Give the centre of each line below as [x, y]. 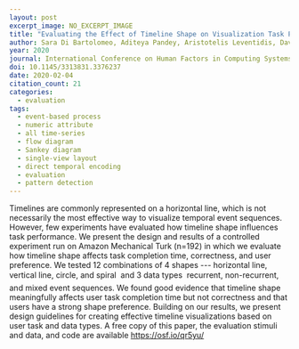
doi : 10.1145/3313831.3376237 [65, 68]
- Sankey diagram [49, 150]
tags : [19, 109]
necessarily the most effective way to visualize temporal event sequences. [146, 218]
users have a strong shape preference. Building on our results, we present [145, 307]
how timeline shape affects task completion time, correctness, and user [140, 256]
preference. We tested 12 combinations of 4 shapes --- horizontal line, [138, 265]
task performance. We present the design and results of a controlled [134, 237]
